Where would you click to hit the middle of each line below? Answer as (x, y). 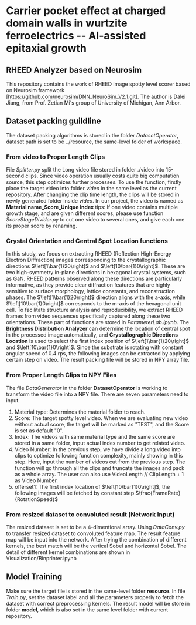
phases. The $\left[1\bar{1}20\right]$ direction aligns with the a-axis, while (96, 297)
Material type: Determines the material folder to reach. (80, 412)
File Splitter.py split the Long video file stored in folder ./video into (85, 170)
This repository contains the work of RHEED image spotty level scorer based (98, 84)
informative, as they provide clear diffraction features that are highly (88, 285)
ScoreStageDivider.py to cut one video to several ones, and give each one (95, 220)
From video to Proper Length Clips (56, 157)
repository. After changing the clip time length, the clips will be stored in (93, 194)
